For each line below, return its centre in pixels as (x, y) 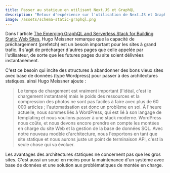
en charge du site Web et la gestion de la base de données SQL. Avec (90, 128)
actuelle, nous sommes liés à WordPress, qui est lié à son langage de (90, 112)
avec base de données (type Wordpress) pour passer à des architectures (82, 76)
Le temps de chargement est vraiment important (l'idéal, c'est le (84, 91)
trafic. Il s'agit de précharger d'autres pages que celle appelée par (74, 50)
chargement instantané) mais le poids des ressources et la (79, 96)
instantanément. (22, 61)
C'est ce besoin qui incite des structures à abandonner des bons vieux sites (84, 70)
